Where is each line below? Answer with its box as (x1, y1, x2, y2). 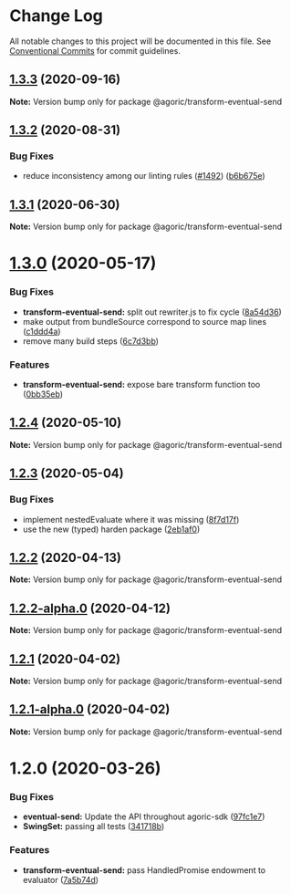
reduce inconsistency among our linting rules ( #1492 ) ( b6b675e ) (22, 171, 266, 182)
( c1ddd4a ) (22, 326, 61, 337)
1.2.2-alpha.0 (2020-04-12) (9, 600, 171, 616)
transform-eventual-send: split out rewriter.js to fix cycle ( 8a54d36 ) (22, 307, 283, 317)
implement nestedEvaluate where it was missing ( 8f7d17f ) (22, 514, 240, 525)
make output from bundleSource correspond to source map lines (22, 316, 267, 327)
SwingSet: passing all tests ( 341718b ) (22, 821, 165, 832)
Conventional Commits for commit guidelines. (9, 45, 181, 56)
